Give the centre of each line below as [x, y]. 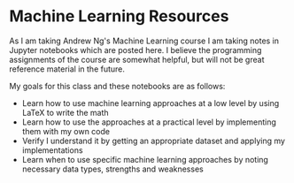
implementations [52, 150]
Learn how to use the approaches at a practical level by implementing [149, 122]
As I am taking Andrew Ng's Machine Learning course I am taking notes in [144, 41]
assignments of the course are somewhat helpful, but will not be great [137, 59]
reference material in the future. [67, 69]
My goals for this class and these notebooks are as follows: [117, 86]
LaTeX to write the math [65, 112]
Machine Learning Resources [119, 16]
